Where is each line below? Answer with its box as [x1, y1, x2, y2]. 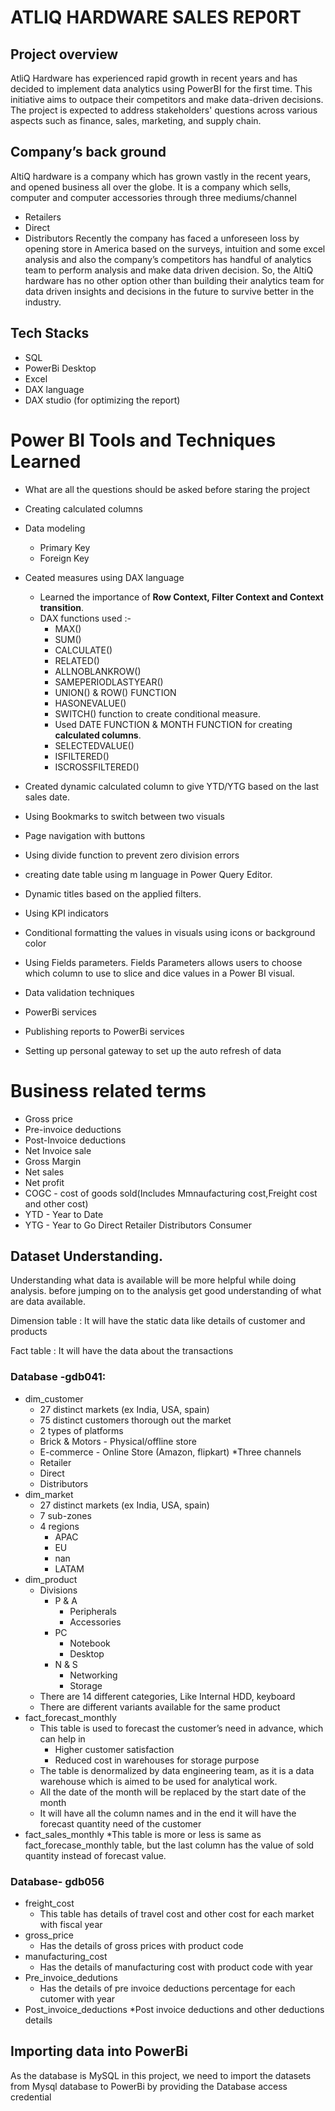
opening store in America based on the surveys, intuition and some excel [24, 242, 326, 255]
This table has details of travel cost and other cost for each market [39, 1907, 315, 1920]
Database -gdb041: [10, 1370, 107, 1384]
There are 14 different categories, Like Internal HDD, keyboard [39, 1690, 296, 1702]
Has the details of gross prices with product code [39, 1939, 244, 1951]
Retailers [24, 211, 62, 223]
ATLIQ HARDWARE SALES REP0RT [10, 6, 302, 29]
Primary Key [39, 541, 91, 553]
